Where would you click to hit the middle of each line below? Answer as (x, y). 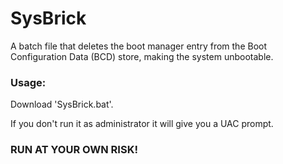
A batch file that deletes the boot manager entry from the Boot (139, 46)
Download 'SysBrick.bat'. (62, 104)
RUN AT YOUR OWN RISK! (74, 150)
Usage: (28, 82)
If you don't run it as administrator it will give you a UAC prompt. (142, 124)
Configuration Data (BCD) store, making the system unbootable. (142, 56)
